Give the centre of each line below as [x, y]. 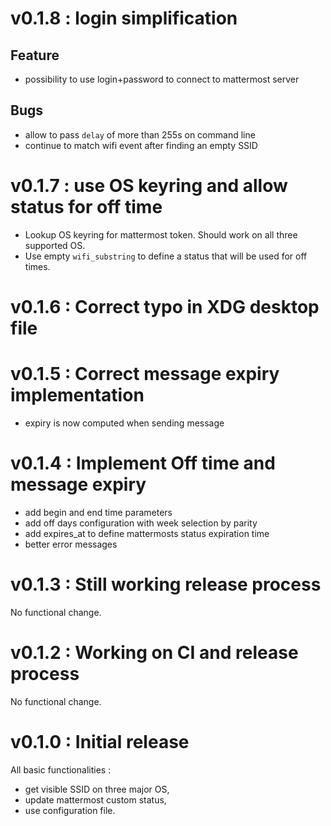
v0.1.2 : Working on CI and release [154, 652]
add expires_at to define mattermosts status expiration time [147, 533]
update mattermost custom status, [95, 799]
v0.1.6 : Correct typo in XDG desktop [165, 306]
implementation [77, 395]
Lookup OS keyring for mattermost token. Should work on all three [161, 234]
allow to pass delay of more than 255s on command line [140, 134]
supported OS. [55, 245]
